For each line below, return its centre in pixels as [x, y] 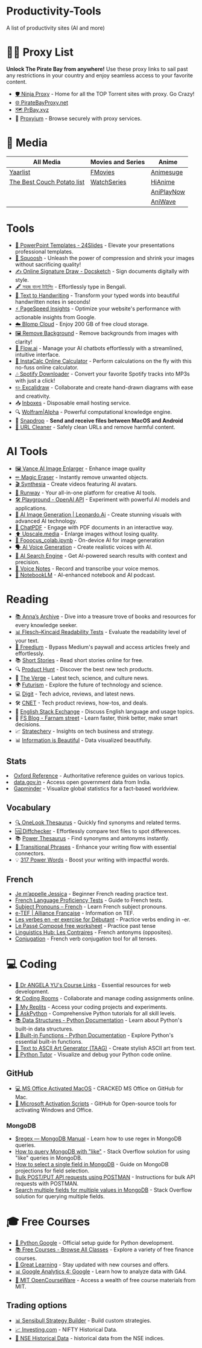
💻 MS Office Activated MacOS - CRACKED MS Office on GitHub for [99, 1088]
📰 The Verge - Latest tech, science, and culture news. [82, 678]
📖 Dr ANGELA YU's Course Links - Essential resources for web [93, 985]
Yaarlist [20, 172]
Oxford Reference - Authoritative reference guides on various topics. [99, 776]
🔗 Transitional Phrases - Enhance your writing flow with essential [96, 847]
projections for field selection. [52, 1171]
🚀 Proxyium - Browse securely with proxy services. [78, 118]
